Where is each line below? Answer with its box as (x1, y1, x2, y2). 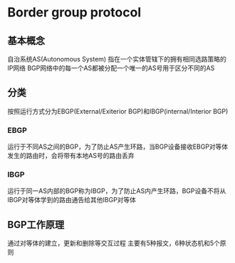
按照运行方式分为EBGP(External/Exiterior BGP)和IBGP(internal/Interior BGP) (7, 106, 229, 115)
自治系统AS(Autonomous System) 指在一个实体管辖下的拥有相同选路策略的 (7, 55, 226, 63)
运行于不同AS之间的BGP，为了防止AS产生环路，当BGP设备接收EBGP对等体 (7, 142, 229, 151)
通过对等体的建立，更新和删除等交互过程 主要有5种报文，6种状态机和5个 (7, 239, 221, 247)
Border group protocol (7, 4, 142, 21)
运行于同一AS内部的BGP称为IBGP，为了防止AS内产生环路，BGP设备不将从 (7, 187, 226, 195)
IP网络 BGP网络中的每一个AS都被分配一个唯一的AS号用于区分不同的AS (7, 64, 215, 72)
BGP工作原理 (7, 219, 65, 231)
